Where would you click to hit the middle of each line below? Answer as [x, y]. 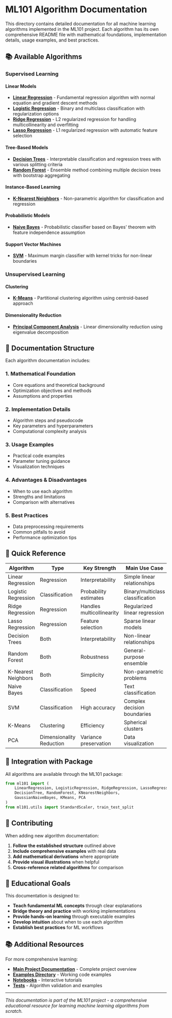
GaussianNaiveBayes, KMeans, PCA [50, 798]
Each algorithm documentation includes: [48, 361]
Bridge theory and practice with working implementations [74, 911]
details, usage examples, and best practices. [52, 40]
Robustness [94, 657]
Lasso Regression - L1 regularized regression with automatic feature [85, 130]
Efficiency [92, 726]
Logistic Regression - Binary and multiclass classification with [79, 108]
